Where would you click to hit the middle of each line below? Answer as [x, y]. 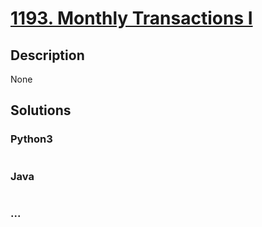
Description [47, 55]
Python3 [31, 139]
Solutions [41, 110]
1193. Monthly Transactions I [131, 18]
